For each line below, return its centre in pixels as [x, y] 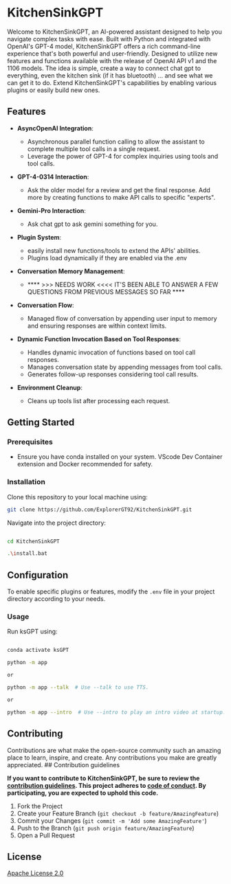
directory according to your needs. [56, 599]
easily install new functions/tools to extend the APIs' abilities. [114, 250]
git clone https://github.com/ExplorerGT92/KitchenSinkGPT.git [100, 510]
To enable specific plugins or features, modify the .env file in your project [111, 591]
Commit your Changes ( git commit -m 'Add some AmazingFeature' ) [112, 820]
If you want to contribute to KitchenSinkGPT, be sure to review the [103, 778]
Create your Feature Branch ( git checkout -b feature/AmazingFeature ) [118, 813]
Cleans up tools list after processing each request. [99, 400]
